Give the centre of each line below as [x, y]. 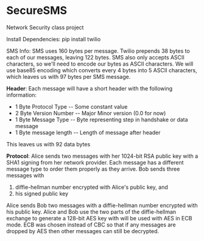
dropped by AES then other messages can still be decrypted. [83, 231]
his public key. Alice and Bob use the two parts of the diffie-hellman [91, 212]
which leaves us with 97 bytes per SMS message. [69, 76]
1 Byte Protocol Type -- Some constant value [71, 106]
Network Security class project [45, 27]
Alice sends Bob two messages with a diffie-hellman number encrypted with [102, 205]
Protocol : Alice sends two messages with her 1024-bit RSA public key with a [102, 156]
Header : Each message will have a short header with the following [89, 88]
